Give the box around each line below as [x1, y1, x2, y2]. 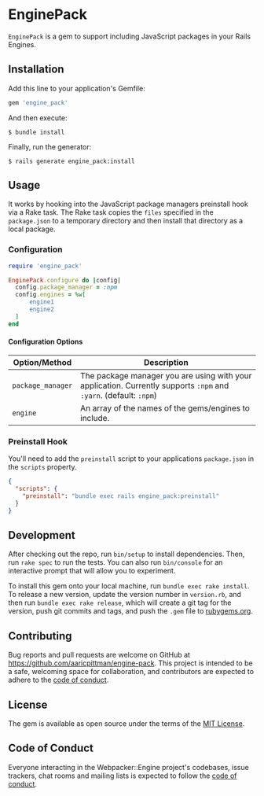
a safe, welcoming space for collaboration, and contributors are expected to [8, 667, 254, 676]
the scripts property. [8, 462, 77, 472]
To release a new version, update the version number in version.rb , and [8, 590, 242, 599]
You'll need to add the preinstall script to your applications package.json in [8, 454, 255, 463]
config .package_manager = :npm [15, 283, 118, 292]
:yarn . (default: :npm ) [79, 389, 157, 400]
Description [144, 356, 189, 367]
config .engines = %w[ [15, 291, 86, 299]
